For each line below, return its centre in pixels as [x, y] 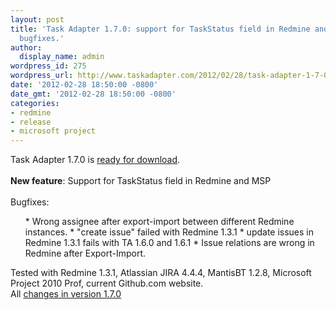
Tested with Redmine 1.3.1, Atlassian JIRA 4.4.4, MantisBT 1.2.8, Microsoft [161, 273]
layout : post [37, 19]
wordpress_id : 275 [48, 66]
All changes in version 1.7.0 [66, 294]
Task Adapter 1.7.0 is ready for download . [95, 160]
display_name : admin [62, 57]
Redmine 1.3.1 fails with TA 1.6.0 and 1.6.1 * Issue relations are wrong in [169, 243]
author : [26, 47]
